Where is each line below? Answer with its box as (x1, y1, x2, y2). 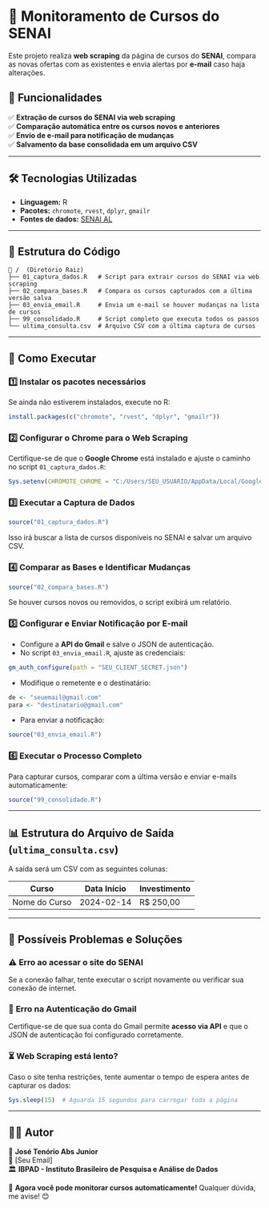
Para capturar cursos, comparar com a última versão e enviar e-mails (8, 772, 238, 781)
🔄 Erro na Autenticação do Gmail (8, 1003, 137, 1014)
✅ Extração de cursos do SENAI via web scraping (8, 112, 175, 122)
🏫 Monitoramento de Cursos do (8, 7, 220, 26)
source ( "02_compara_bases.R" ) (8, 583, 110, 591)
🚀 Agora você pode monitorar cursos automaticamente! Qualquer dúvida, (8, 1183, 256, 1193)
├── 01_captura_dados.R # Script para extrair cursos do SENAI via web (8, 273, 260, 282)
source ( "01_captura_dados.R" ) (8, 518, 110, 526)
